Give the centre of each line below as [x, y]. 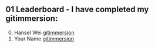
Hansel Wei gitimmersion [44, 32]
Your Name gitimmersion [44, 38]
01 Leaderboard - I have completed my [77, 10]
